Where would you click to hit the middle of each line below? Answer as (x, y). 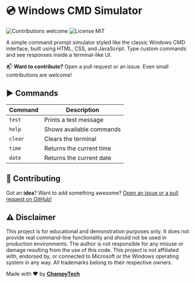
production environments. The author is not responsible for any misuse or (95, 244)
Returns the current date (78, 158)
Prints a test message (74, 120)
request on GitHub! (29, 199)
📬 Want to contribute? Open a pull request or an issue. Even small (87, 66)
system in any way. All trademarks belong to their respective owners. (89, 262)
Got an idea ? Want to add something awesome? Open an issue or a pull (92, 193)
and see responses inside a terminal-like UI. (59, 54)
